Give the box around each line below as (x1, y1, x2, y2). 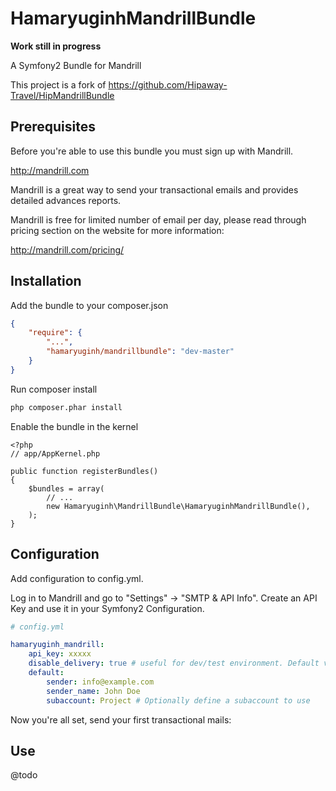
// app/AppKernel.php (10, 448, 101, 459)
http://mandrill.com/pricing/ (10, 243, 125, 256)
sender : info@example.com (46, 677, 155, 687)
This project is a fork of (10, 78, 107, 91)
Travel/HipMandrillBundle (10, 89, 115, 101)
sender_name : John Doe (46, 686, 141, 696)
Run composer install (10, 383, 98, 395)
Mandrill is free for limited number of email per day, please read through (10, 213, 307, 226)
